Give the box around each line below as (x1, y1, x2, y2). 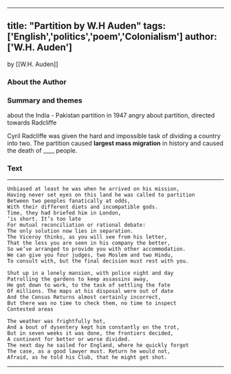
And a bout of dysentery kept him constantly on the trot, (7, 324, 180, 331)
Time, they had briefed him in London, (7, 210, 122, 217)
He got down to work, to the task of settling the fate (7, 282, 170, 289)
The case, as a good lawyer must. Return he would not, (7, 348, 170, 355)
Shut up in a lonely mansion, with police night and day (7, 269, 174, 277)
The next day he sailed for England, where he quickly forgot (7, 342, 189, 349)
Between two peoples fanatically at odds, (7, 197, 131, 205)
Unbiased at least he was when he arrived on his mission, (7, 186, 180, 192)
